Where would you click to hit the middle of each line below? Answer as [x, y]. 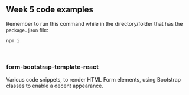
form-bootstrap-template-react [53, 67]
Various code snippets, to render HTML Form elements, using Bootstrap [94, 80]
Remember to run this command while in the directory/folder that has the [94, 23]
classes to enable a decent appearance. [55, 86]
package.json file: [27, 30]
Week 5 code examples [50, 10]
